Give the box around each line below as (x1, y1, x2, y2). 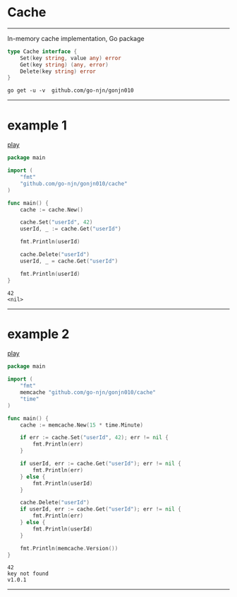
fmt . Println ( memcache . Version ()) (20, 545, 119, 552)
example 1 (7, 117, 67, 133)
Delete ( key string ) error (20, 68, 97, 75)
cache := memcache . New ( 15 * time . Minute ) (20, 422, 143, 429)
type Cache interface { (7, 47, 78, 55)
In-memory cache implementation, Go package (7, 34, 145, 42)
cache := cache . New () (20, 206, 83, 213)
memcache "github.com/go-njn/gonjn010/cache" (20, 389, 157, 396)
